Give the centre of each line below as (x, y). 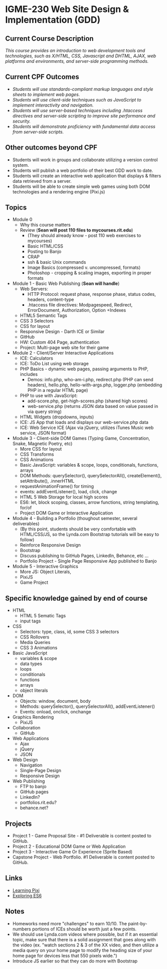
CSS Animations (37, 460)
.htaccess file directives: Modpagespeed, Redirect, (80, 305)
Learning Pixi (26, 890)
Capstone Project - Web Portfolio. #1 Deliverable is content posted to (83, 857)
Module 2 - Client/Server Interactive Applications (63, 353)
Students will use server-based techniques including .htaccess (77, 110)
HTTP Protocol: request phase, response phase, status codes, (92, 294)
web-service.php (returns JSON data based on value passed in (93, 406)
